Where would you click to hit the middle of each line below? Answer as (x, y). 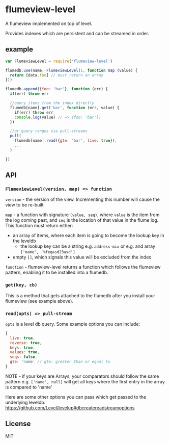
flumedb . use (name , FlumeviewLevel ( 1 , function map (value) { (72, 70)
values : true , (25, 352)
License (18, 424)
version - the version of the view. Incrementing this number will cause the (83, 199)
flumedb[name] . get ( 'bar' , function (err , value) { (65, 108)
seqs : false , (24, 357)
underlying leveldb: (25, 402)
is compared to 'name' (29, 387)
